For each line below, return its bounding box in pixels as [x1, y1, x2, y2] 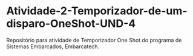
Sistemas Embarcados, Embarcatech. [6, 43, 100, 50]
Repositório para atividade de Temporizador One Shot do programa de [6, 36, 182, 43]
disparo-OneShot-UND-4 [6, 17, 136, 30]
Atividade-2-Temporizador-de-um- [6, 4, 188, 18]
